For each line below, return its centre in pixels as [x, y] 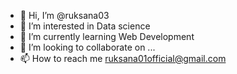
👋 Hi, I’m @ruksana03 [64, 15]
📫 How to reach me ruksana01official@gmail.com [123, 58]
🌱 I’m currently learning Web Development [107, 36]
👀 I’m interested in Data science [85, 26]
